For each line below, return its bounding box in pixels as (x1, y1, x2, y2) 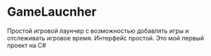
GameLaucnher (7, 4, 97, 20)
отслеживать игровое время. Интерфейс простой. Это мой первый (7, 33, 204, 42)
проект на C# (7, 41, 47, 49)
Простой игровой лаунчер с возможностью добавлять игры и (7, 27, 190, 35)
